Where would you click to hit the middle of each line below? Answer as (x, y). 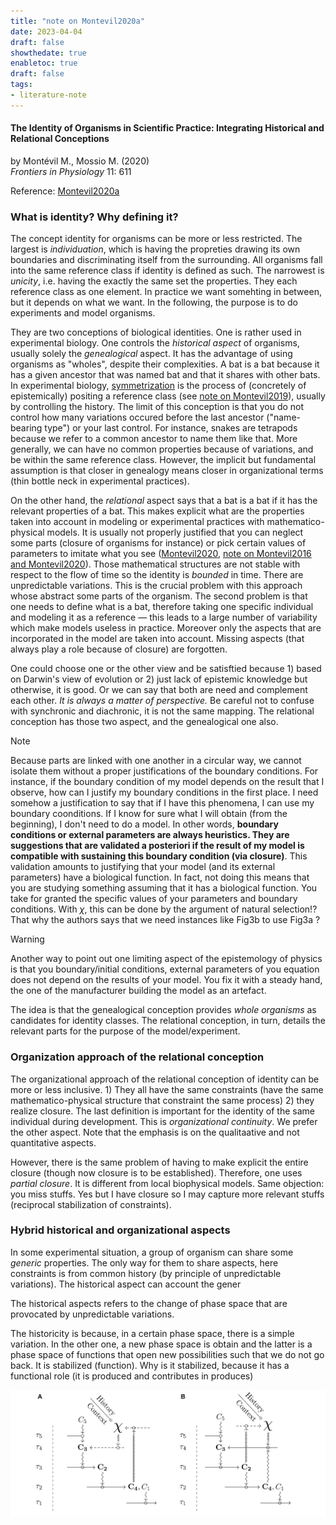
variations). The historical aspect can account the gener (126, 1284)
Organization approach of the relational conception (137, 1057)
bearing (26, 428)
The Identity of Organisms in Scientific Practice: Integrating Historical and (167, 128)
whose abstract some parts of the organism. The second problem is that (159, 596)
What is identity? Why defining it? (94, 217)
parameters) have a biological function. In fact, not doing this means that (160, 877)
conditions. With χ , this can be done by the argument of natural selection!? (164, 909)
